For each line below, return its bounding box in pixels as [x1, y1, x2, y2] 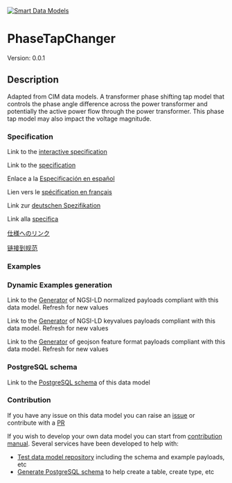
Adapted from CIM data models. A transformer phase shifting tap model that [7, 92, 225, 101]
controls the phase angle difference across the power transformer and [7, 99, 208, 108]
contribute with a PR [7, 418, 65, 427]
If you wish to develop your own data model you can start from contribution [7, 432, 223, 440]
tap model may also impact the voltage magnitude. [7, 115, 152, 123]
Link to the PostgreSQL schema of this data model [7, 378, 151, 387]
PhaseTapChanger [7, 31, 116, 46]
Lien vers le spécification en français [7, 188, 112, 196]
